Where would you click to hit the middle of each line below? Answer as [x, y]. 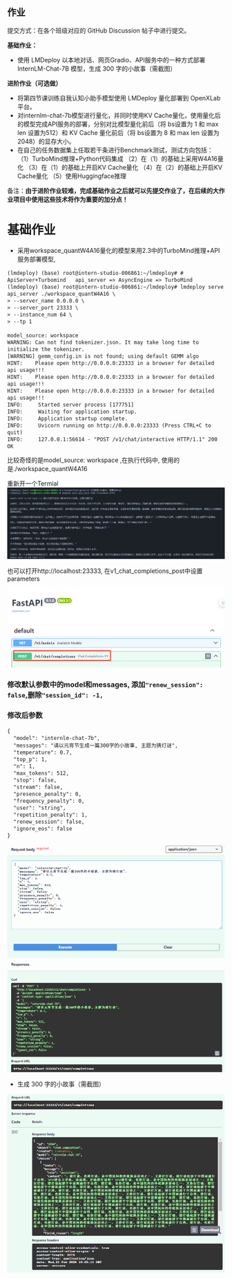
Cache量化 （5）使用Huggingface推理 [71, 176]
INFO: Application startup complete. [68, 418]
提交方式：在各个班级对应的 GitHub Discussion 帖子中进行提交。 [99, 30]
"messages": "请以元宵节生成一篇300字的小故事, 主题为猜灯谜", [96, 746]
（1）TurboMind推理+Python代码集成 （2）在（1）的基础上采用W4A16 [117, 159]
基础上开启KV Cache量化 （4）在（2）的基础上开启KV [145, 167]
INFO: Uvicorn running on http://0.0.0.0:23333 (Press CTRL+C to [109, 425]
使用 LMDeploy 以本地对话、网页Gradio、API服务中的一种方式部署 [111, 60]
